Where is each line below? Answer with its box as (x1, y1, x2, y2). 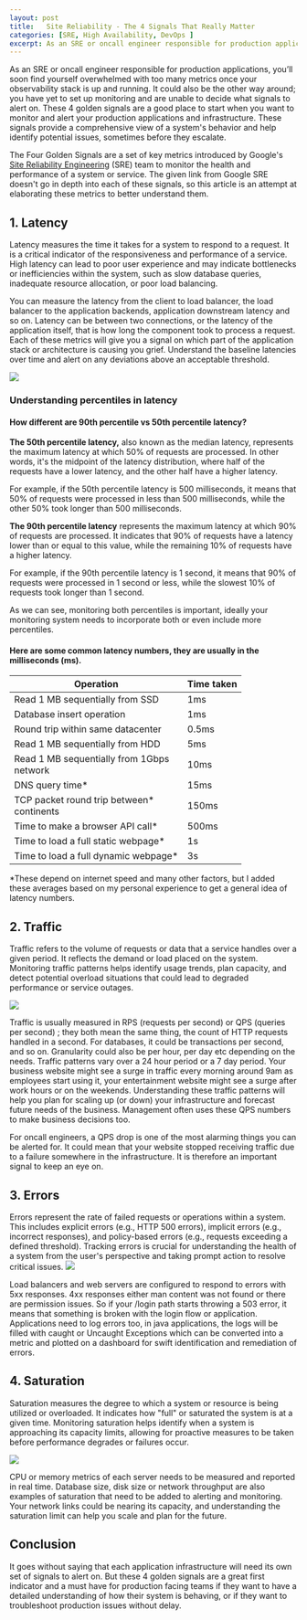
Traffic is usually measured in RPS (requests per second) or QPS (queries (9, 1017, 286, 1028)
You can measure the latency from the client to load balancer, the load (9, 296, 274, 307)
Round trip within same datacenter (14, 723, 162, 736)
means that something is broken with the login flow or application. (9, 1308, 258, 1319)
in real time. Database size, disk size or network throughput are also (9, 1481, 266, 1492)
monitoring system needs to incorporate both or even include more (9, 614, 262, 626)
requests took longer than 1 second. (9, 587, 144, 598)
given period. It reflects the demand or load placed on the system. (9, 953, 259, 964)
